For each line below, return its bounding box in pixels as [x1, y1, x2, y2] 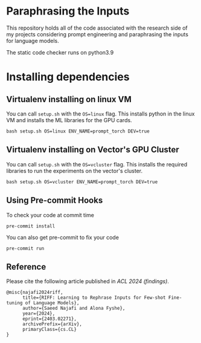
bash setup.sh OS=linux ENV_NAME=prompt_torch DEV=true [6, 128, 150, 134]
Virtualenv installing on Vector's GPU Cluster [6, 145, 179, 155]
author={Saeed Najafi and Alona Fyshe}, [22, 305, 126, 312]
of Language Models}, [25, 300, 80, 306]
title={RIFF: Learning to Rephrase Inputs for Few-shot [22, 295, 166, 301]
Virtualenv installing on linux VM [6, 94, 132, 104]
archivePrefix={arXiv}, [22, 321, 83, 327]
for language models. [6, 37, 59, 44]
